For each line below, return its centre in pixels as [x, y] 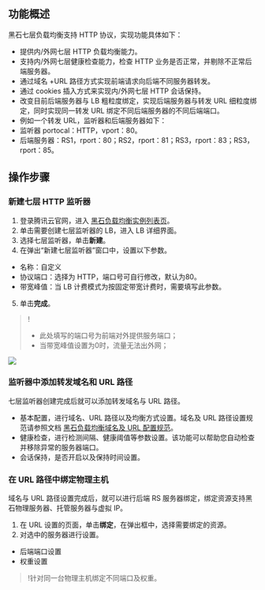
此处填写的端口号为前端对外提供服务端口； [108, 335]
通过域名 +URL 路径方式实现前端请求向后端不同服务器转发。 [117, 80]
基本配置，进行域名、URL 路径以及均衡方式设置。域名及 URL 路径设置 [133, 417]
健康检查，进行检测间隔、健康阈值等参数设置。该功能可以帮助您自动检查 [137, 437]
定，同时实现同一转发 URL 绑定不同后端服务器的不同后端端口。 [122, 110]
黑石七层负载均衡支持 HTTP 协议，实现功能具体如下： [95, 35]
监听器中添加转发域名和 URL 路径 [71, 383]
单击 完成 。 [37, 303]
